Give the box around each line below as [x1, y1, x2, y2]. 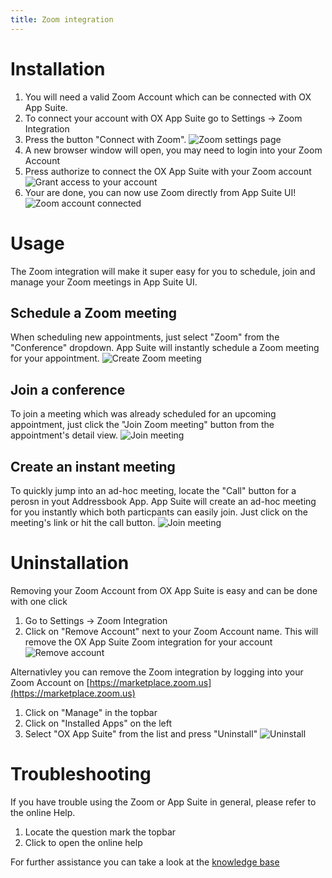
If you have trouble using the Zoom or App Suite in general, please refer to [10, 796, 317, 808]
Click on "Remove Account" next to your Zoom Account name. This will [24, 625, 319, 637]
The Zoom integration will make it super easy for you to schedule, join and [10, 265, 316, 277]
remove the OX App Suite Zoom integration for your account [24, 636, 273, 648]
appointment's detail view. [10, 429, 119, 441]
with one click [10, 595, 68, 607]
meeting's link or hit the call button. [10, 516, 156, 528]
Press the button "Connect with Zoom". [24, 133, 187, 145]
